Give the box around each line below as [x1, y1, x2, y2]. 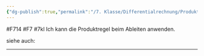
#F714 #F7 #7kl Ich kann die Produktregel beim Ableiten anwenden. [6, 25, 175, 33]
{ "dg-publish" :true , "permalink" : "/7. [6, 8, 102, 15]
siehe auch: [6, 37, 35, 44]
